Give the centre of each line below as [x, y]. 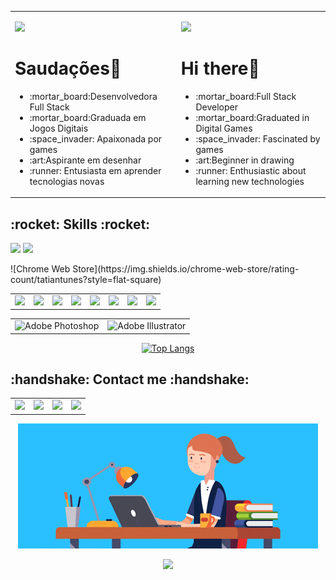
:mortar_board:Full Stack [246, 96]
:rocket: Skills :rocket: [80, 224]
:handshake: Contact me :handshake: [130, 379]
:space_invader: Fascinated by [258, 138]
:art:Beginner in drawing [245, 160]
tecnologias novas [67, 181]
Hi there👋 [220, 68]
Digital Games [224, 128]
